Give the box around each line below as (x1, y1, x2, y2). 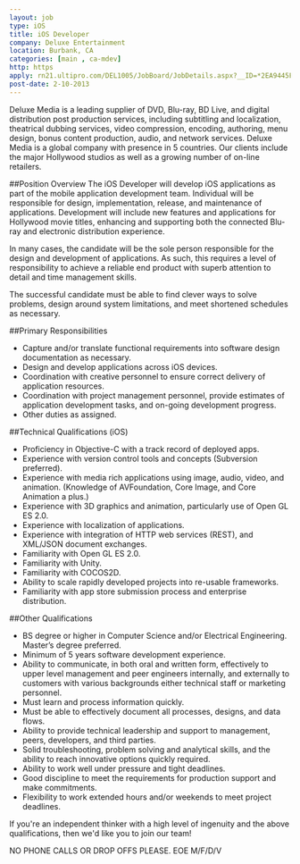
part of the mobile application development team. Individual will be (9, 188, 254, 198)
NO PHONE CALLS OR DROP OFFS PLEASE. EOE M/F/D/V (9, 845, 222, 856)
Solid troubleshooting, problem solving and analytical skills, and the (21, 743, 271, 755)
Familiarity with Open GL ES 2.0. (21, 548, 141, 558)
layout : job (9, 13, 54, 22)
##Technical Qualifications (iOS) (9, 426, 129, 437)
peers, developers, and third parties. (21, 734, 156, 745)
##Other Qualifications (9, 613, 93, 624)
